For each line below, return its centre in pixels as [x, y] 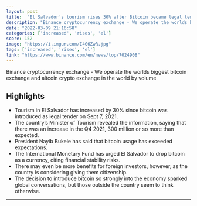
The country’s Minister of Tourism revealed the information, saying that [100, 123]
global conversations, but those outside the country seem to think [94, 185]
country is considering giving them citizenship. [71, 173]
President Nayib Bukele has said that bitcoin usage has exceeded [94, 142]
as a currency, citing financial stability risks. [67, 160]
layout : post [22, 11]
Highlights [26, 96]
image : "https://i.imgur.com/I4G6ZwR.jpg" [59, 44]
